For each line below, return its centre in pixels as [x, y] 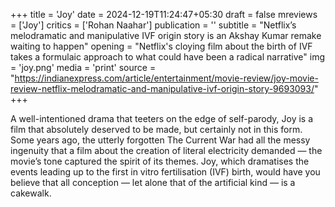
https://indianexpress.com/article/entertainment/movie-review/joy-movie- [166, 78]
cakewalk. [31, 193]
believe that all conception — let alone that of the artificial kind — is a [153, 182]
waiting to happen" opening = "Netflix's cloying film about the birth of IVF [161, 46]
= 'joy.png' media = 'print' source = [83, 67]
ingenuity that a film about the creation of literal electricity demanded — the [166, 150]
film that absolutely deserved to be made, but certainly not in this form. [156, 129]
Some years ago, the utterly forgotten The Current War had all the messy [160, 140]
